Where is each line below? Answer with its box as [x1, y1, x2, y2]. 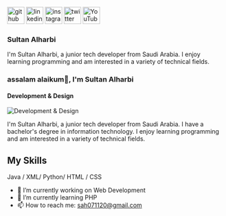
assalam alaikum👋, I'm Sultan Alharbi [7, 75, 134, 84]
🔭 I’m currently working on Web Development [16, 186, 146, 195]
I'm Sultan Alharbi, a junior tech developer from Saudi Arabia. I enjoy [7, 50, 201, 58]
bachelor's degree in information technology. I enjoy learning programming [7, 128, 220, 136]
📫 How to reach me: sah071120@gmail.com [16, 201, 142, 209]
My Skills [7, 154, 47, 166]
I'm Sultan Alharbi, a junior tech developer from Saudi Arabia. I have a [7, 120, 204, 128]
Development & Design [7, 91, 74, 99]
